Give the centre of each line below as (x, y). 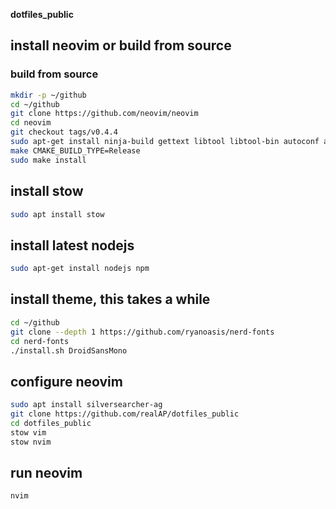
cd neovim (31, 123)
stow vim (28, 432)
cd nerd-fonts (40, 341)
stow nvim (31, 442)
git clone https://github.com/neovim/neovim (104, 114)
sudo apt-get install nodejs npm (80, 269)
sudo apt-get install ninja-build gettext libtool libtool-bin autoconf (165, 142)
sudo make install (48, 160)
